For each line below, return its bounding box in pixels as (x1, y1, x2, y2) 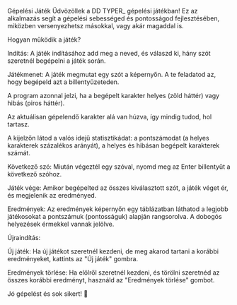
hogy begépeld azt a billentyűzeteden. (7, 78, 120, 86)
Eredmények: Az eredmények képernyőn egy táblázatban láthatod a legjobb (7, 205, 229, 213)
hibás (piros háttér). (7, 99, 65, 107)
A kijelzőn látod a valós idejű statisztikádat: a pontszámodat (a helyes (7, 134, 210, 142)
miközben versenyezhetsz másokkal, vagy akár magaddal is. (7, 22, 184, 30)
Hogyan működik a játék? (7, 35, 81, 44)
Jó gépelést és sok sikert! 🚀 (7, 289, 88, 298)
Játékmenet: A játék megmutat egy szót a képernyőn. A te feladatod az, (7, 71, 216, 78)
